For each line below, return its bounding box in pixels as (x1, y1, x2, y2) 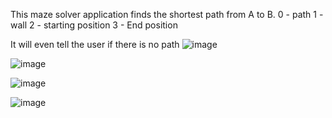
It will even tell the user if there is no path (10, 39, 180, 50)
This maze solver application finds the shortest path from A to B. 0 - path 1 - (10, 9, 324, 20)
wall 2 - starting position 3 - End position (10, 19, 178, 31)
